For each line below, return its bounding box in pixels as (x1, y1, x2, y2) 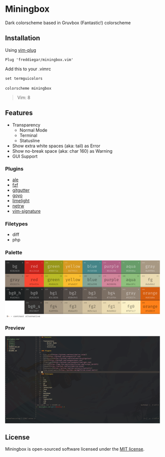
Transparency (12, 122, 41, 128)
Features (5, 109, 33, 117)
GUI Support (12, 153, 38, 159)
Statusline (19, 137, 40, 143)
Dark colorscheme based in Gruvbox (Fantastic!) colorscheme (5, 20, 131, 26)
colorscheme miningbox (5, 86, 52, 91)
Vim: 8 (17, 95, 30, 100)
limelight (12, 197, 30, 203)
